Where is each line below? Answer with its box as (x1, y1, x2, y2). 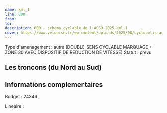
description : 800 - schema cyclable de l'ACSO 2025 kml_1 (5, 26, 128, 31)
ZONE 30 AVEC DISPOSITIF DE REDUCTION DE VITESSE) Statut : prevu (5, 49, 152, 55)
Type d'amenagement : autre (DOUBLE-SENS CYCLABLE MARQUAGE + (5, 44, 153, 50)
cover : (5, 30, 19, 35)
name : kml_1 (5, 7, 30, 12)
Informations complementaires (5, 80, 103, 89)
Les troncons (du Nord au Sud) (5, 63, 102, 72)
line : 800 (5, 12, 26, 17)
